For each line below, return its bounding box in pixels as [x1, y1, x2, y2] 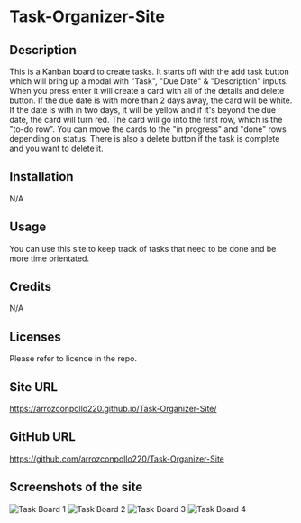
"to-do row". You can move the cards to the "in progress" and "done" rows [9, 124, 287, 135]
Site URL [9, 379, 59, 395]
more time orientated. [9, 253, 90, 264]
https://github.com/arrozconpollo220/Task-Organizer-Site [9, 453, 225, 464]
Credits [9, 279, 52, 294]
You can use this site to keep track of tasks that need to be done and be [9, 243, 277, 254]
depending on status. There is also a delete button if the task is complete [9, 134, 280, 144]
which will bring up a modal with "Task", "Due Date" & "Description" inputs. [9, 76, 288, 87]
